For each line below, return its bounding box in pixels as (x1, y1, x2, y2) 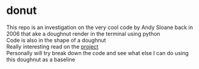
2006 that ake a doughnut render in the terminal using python (6, 30, 161, 37)
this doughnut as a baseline (6, 56, 76, 63)
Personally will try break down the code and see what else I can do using (6, 49, 189, 56)
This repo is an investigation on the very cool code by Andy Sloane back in (6, 24, 193, 31)
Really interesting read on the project (6, 43, 99, 50)
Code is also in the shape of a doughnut (6, 36, 106, 44)
